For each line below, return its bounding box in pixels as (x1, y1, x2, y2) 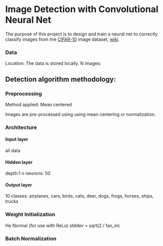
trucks (5, 198, 19, 205)
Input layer (5, 136, 29, 142)
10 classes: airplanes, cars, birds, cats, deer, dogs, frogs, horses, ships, (5, 193, 154, 199)
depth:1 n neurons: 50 (5, 170, 50, 176)
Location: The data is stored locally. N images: (5, 60, 101, 67)
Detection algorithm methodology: (5, 75, 116, 84)
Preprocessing (5, 90, 42, 97)
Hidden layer (5, 159, 33, 165)
